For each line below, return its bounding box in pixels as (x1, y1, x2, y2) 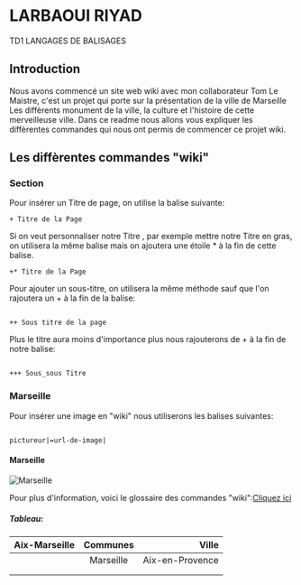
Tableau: (9, 513, 44, 524)
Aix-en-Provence (142, 553, 219, 566)
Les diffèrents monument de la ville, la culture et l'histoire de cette (9, 105, 255, 116)
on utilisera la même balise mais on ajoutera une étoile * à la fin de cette (9, 240, 277, 251)
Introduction (9, 61, 81, 77)
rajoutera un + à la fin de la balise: (9, 292, 136, 303)
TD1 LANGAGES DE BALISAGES (9, 35, 126, 46)
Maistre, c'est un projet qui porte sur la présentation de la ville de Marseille (9, 95, 287, 106)
